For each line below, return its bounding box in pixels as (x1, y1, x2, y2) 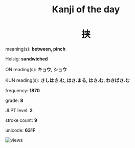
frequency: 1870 (5, 88, 40, 94)
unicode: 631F (5, 127, 36, 134)
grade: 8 (5, 97, 24, 103)
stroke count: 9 (5, 117, 37, 123)
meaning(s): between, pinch (5, 46, 66, 52)
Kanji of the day (52, 4, 120, 15)
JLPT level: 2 (5, 108, 33, 114)
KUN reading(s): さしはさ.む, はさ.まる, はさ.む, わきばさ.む (5, 77, 130, 83)
